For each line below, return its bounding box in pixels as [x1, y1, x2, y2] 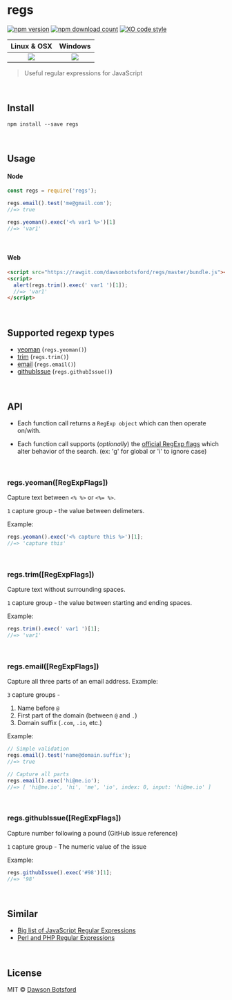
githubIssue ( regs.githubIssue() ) [17, 367, 113, 376]
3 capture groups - [7, 691, 61, 699]
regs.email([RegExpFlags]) [7, 662, 99, 671]
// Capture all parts [7, 771, 70, 778]
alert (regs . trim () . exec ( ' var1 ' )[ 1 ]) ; [13, 282, 128, 289]
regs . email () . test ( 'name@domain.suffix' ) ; [7, 752, 131, 759]
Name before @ [17, 704, 60, 713]
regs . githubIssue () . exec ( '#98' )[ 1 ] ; [7, 869, 113, 876]
